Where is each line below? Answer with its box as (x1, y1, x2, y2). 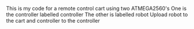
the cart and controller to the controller (6, 17, 101, 24)
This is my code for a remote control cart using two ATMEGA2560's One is (6, 5, 187, 12)
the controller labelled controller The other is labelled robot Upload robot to (6, 11, 188, 18)
